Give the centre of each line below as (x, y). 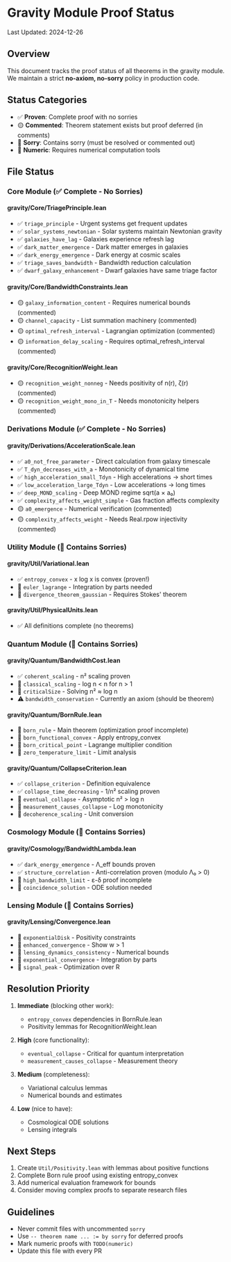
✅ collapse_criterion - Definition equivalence (84, 783)
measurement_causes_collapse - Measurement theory (103, 1061)
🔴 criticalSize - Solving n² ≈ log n (67, 692)
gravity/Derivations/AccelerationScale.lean (71, 446)
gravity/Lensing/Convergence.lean (59, 922)
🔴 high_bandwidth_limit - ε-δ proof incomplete (85, 880)
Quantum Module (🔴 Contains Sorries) (73, 644)
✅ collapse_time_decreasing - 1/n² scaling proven (88, 792)
